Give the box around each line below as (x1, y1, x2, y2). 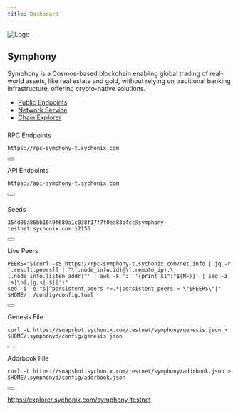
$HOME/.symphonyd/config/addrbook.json (7, 374, 126, 381)
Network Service (17, 106, 68, 114)
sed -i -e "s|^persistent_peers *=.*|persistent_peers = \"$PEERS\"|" (7, 285, 222, 292)
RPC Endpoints (7, 131, 51, 139)
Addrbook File (7, 354, 49, 363)
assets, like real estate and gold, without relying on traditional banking (25, 77, 232, 85)
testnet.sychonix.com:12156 (7, 225, 91, 233)
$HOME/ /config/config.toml (7, 292, 94, 299)
